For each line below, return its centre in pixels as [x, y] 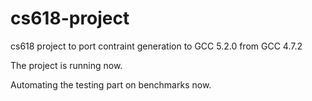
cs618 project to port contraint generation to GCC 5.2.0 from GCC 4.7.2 [156, 46]
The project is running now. [66, 65]
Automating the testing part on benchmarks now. [111, 84]
